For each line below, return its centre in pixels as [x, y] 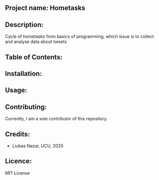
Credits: [18, 134]
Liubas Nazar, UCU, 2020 [38, 146]
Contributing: [26, 107]
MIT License [18, 173]
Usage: [16, 90]
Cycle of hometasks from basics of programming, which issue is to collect [79, 37]
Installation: [24, 74]
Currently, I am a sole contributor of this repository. [57, 119]
